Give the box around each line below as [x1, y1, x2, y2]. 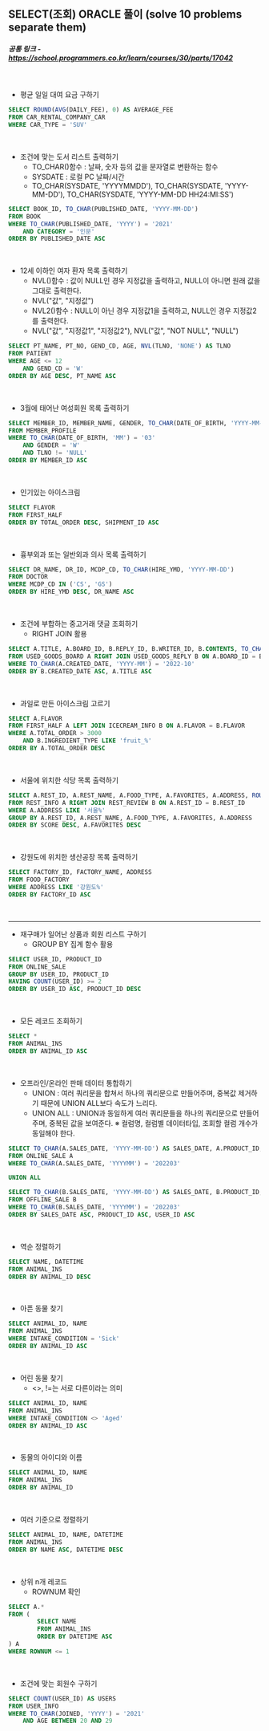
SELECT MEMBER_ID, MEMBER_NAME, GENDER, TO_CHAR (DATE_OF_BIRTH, [8, 419, 227, 427]
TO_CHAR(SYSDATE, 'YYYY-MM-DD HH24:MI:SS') [66, 189, 235, 199]
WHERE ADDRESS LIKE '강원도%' [8, 884, 104, 892]
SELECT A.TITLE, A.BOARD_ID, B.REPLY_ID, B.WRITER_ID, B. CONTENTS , [8, 645, 239, 653]
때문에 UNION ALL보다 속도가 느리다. [40, 1098, 158, 1107]
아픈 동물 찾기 [19, 1303, 63, 1314]
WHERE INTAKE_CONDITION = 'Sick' [8, 1335, 120, 1343]
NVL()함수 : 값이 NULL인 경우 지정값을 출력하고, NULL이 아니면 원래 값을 [31, 276, 261, 286]
